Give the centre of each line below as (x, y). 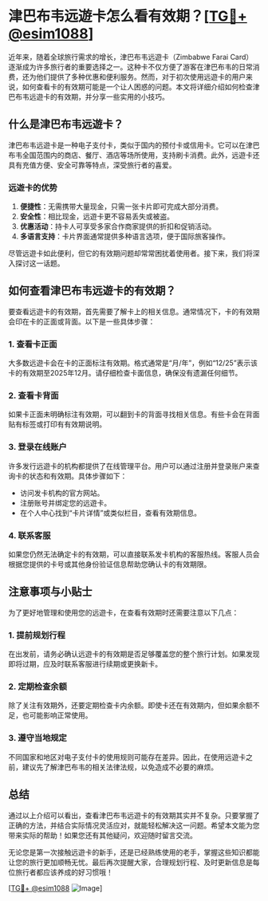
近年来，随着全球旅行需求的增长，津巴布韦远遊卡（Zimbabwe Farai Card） (131, 57)
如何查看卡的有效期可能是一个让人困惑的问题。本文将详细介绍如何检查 (137, 87)
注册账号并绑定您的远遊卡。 (65, 502)
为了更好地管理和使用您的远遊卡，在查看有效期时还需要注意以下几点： (124, 612)
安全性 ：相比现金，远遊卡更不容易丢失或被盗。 (97, 217)
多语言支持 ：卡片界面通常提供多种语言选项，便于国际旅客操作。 (124, 237)
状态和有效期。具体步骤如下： (78, 476)
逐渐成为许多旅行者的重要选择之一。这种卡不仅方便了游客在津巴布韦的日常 (130, 67)
